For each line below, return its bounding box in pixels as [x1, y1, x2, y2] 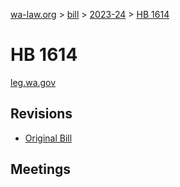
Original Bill [24, 132, 73, 144]
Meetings [10, 161, 72, 178]
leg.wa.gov [10, 76, 57, 88]
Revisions [10, 105, 73, 123]
